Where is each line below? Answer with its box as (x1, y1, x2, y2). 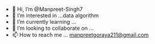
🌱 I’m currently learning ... (11, 18, 77, 25)
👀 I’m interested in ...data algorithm (11, 12, 99, 19)
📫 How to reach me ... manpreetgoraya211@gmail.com (11, 32, 149, 38)
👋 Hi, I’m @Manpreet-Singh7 (11, 6, 83, 12)
